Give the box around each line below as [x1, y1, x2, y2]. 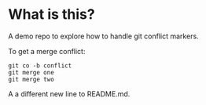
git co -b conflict [8, 61, 72, 70]
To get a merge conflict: [8, 46, 86, 56]
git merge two [8, 75, 55, 83]
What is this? [8, 5, 96, 24]
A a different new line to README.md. [8, 89, 131, 99]
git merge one [8, 68, 55, 76]
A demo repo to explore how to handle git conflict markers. [8, 31, 199, 41]
